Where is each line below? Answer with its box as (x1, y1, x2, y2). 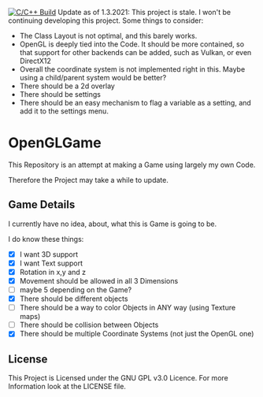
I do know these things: (8, 234, 84, 243)
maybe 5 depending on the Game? (19, 285, 132, 295)
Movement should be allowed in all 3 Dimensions (19, 276, 179, 285)
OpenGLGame (8, 134, 102, 152)
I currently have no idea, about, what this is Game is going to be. (8, 219, 217, 228)
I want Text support (19, 258, 83, 268)
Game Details (8, 198, 76, 212)
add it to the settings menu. (19, 106, 109, 116)
